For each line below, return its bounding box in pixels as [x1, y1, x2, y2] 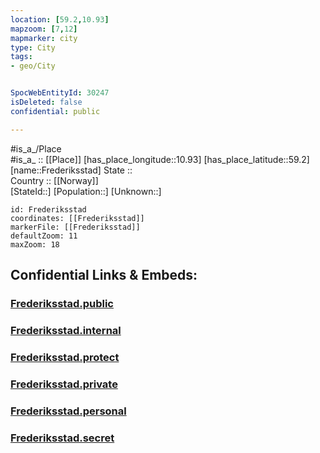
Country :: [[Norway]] [10, 174, 99, 186]
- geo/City [10, 61, 56, 71]
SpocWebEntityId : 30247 [10, 88, 110, 98]
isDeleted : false [10, 97, 83, 107]
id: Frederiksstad [10, 204, 87, 215]
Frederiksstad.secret [10, 431, 115, 445]
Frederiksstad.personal [10, 404, 127, 418]
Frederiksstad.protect [10, 350, 120, 364]
